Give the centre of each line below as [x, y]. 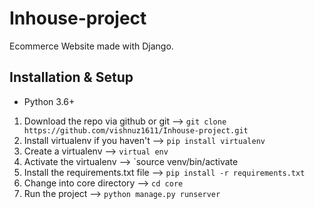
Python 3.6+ [49, 101]
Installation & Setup [71, 77]
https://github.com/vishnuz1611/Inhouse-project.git [136, 130]
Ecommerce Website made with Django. [91, 46]
